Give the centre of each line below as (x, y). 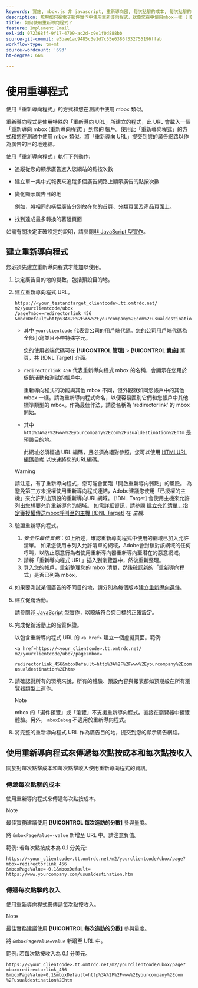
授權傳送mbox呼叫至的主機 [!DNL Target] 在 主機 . (85, 513)
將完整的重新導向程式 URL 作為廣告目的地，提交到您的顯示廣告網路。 (99, 733)
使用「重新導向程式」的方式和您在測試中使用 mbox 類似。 (76, 109)
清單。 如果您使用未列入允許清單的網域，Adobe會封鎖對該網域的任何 (107, 546)
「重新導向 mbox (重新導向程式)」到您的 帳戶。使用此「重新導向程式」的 (94, 129)
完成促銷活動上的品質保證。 (48, 625)
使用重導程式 (37, 91)
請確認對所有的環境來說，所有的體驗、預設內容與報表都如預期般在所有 (100, 681)
